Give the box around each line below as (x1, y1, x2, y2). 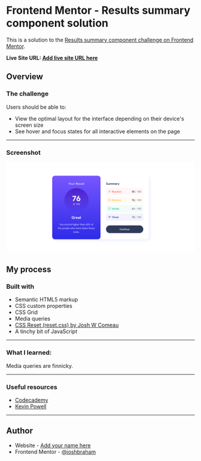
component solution (6, 16, 109, 30)
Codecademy (14, 396, 48, 403)
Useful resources (6, 382, 58, 391)
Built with (6, 282, 35, 291)
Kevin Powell (14, 403, 47, 410)
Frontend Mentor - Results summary (6, 4, 191, 17)
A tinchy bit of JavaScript (14, 328, 78, 335)
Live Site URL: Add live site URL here (6, 54, 98, 61)
